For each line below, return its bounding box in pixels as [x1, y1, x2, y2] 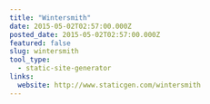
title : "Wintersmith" [9, 13, 92, 23]
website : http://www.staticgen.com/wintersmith [17, 80, 202, 90]
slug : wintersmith [9, 47, 79, 56]
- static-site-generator [17, 64, 112, 73]
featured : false [9, 38, 71, 48]
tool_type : [9, 55, 51, 64]
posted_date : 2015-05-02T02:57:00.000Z [9, 30, 161, 39]
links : [9, 72, 35, 81]
